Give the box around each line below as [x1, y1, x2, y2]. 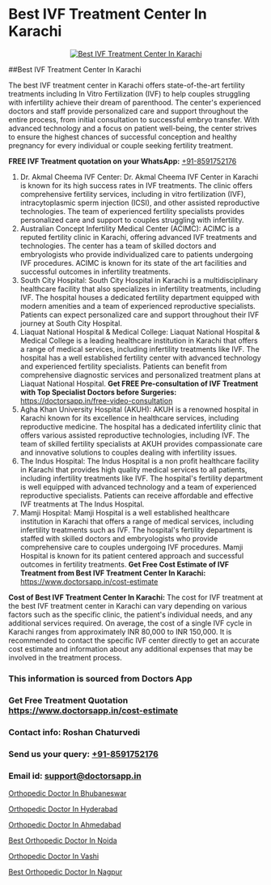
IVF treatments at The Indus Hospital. [19, 499, 145, 509]
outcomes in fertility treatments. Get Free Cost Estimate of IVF [19, 559, 230, 569]
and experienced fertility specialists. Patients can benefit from [19, 361, 228, 371]
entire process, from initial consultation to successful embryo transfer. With [8, 114, 260, 124]
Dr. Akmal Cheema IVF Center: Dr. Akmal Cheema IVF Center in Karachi [19, 172, 259, 182]
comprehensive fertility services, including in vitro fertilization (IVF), [19, 189, 247, 199]
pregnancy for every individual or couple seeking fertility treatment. [8, 140, 233, 150]
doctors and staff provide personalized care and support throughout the [8, 106, 248, 116]
